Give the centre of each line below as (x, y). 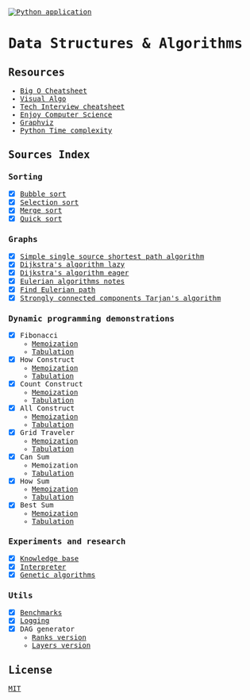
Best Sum (37, 505)
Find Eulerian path (58, 290)
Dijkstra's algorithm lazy (72, 265)
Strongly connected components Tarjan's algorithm (120, 298)
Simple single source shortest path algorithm (112, 256)
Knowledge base (49, 558)
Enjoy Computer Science (66, 115)
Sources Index (49, 155)
